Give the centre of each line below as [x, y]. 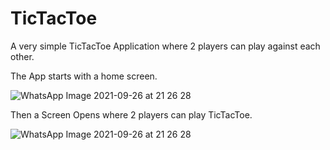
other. [22, 56]
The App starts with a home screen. [84, 76]
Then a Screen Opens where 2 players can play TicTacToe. [131, 114]
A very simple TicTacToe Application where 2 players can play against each [165, 46]
